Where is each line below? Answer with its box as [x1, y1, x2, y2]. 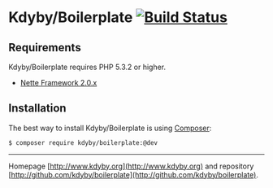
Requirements [8, 41, 81, 55]
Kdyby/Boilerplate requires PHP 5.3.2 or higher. [8, 62, 167, 72]
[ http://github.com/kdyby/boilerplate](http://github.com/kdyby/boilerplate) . [8, 169, 258, 179]
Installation [8, 102, 67, 116]
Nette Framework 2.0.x [19, 78, 97, 87]
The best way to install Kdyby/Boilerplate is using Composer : [8, 123, 212, 133]
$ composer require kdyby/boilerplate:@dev [8, 138, 158, 146]
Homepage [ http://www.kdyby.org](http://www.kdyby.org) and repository [8, 161, 254, 171]
